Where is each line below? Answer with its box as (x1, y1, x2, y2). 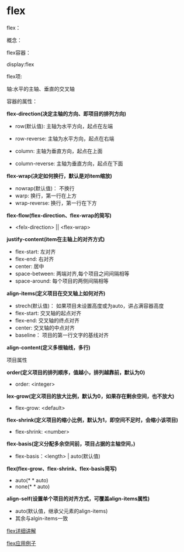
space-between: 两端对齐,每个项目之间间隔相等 (15, 270, 130, 277)
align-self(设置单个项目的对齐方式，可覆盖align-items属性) (6, 495, 150, 502)
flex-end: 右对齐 (15, 255, 54, 262)
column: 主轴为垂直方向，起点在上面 (15, 148, 103, 155)
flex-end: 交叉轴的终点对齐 (15, 317, 79, 324)
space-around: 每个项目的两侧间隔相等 (15, 277, 109, 284)
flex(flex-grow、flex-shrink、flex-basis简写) (6, 465, 117, 472)
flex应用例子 (6, 540, 37, 547)
